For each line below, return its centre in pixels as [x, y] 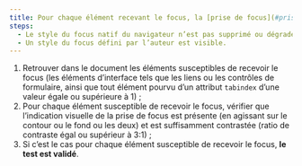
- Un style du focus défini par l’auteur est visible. [122, 43]
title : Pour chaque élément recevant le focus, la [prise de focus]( [142, 17]
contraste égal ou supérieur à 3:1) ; [87, 135]
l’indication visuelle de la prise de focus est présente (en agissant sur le [155, 116]
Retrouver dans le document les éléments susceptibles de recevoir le [150, 68]
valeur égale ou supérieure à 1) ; [82, 97]
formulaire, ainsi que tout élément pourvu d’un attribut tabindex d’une [151, 87]
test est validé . [50, 154]
